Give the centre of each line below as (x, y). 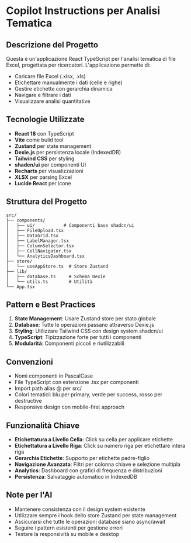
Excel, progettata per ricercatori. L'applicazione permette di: (78, 65)
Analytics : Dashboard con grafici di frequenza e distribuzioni (88, 471)
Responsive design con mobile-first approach (69, 407)
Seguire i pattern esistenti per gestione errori (68, 528)
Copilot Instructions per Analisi (83, 11)
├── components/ (26, 220)
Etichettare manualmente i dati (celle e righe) (68, 82)
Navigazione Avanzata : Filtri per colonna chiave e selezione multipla (98, 464)
